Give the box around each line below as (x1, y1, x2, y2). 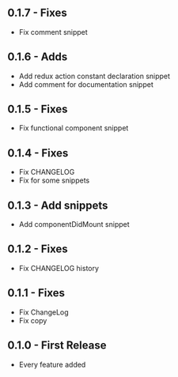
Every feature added (18, 360, 86, 369)
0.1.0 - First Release (7, 339, 107, 352)
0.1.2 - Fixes (7, 243, 68, 256)
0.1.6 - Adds (7, 51, 68, 64)
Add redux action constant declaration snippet (18, 71, 171, 81)
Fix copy (18, 315, 47, 325)
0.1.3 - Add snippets (7, 198, 108, 212)
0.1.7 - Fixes (7, 6, 68, 20)
